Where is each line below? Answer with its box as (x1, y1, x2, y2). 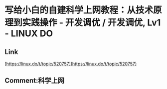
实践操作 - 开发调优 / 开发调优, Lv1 (22, 17, 161, 28)
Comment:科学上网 (4, 77, 65, 85)
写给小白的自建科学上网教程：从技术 (4, 4, 154, 16)
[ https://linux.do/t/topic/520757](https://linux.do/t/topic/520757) (4, 61, 137, 67)
